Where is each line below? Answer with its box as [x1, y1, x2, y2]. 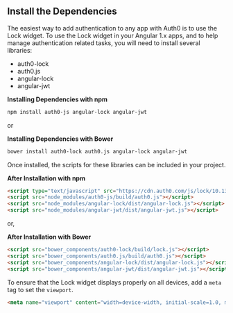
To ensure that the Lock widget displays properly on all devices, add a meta [7, 278, 222, 287]
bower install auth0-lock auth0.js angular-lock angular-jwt [7, 148, 188, 155]
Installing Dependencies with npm [7, 95, 108, 103]
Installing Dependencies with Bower [7, 135, 114, 143]
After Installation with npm [7, 174, 85, 183]
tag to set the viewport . [7, 285, 74, 294]
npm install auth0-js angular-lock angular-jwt [7, 108, 148, 115]
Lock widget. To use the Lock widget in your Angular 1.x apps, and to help [7, 31, 218, 40]
